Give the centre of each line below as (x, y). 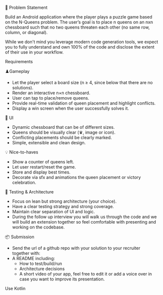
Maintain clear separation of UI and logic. (53, 212)
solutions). (23, 88)
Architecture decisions (42, 269)
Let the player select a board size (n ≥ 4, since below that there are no (82, 82)
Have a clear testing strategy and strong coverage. (63, 206)
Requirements (19, 61)
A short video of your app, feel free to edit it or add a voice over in (86, 274)
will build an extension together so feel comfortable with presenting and (84, 222)
